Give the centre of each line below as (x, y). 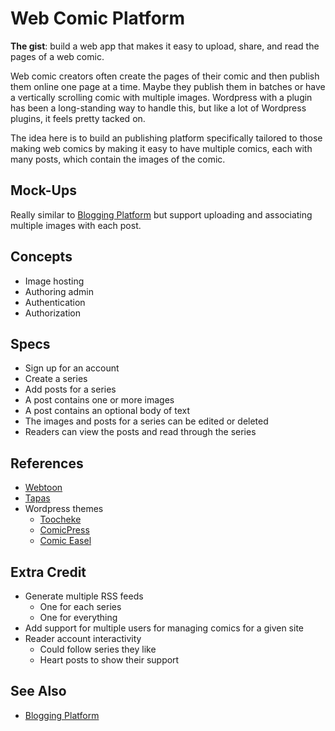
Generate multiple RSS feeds (84, 596)
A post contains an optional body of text (107, 411)
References (47, 463)
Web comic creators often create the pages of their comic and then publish (165, 76)
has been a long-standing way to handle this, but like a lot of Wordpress (158, 108)
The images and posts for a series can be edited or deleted (146, 421)
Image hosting (54, 281)
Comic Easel (65, 541)
